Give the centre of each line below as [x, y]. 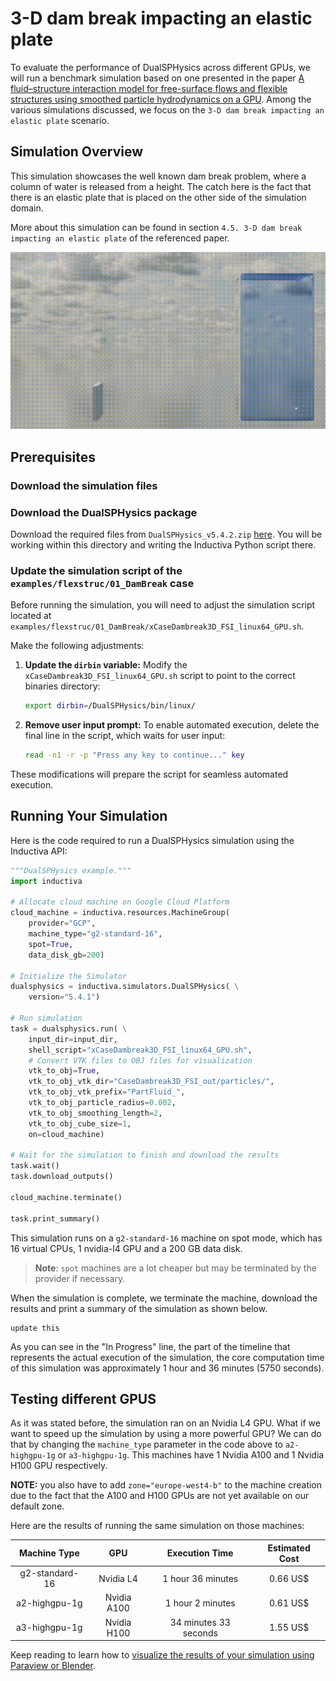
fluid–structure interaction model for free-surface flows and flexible [149, 88]
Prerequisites [53, 457]
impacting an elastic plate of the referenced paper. [120, 238]
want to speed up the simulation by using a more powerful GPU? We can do [166, 1434]
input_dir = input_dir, [73, 1039]
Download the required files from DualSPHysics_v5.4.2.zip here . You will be [166, 534]
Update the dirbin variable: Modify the [106, 665]
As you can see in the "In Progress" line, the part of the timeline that [150, 1346]
